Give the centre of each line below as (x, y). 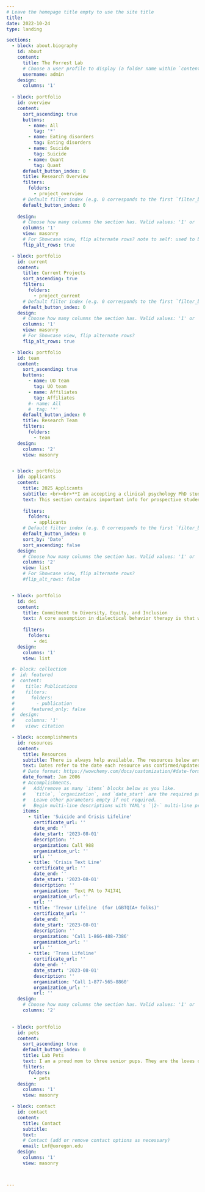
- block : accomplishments (45, 737)
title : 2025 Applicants (53, 488)
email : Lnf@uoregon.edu (53, 1146)
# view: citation (38, 726)
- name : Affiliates (53, 392)
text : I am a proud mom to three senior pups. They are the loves (109, 1061)
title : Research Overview (55, 177)
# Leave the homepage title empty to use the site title (80, 12)
